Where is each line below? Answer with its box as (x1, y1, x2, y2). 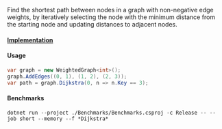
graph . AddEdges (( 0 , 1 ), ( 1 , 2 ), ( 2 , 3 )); (7, 73, 127, 80)
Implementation (7, 35, 53, 44)
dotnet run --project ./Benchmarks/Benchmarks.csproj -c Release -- (7, 109, 207, 116)
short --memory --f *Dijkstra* (19, 115, 109, 122)
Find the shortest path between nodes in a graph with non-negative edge (7, 6, 214, 14)
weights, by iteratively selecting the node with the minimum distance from (7, 13, 216, 21)
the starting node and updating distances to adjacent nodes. (7, 20, 177, 28)
